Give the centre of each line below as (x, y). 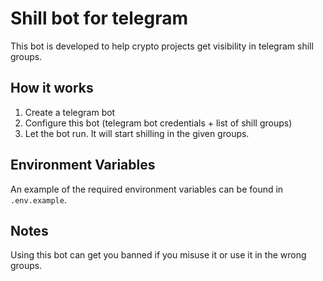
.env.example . (38, 199)
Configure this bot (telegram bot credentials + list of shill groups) (158, 123)
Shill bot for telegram (99, 18)
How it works (52, 88)
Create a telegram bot (70, 112)
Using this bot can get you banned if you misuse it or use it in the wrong (158, 255)
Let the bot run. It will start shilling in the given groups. (137, 133)
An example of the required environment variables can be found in (147, 189)
